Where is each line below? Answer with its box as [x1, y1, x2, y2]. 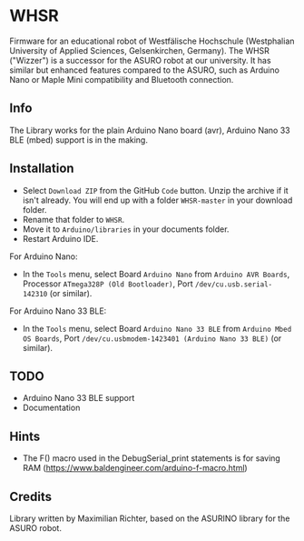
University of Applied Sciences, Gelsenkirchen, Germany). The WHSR [9, 45, 270, 55]
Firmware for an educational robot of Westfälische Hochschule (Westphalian [9, 35, 295, 46]
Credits [9, 488, 53, 505]
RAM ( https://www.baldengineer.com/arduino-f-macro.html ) [22, 463, 248, 474]
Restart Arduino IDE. [22, 233, 99, 244]
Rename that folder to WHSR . [22, 214, 125, 225]
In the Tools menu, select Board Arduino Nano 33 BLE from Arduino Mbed [22, 323, 292, 334]
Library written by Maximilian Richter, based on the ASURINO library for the [9, 513, 290, 524]
